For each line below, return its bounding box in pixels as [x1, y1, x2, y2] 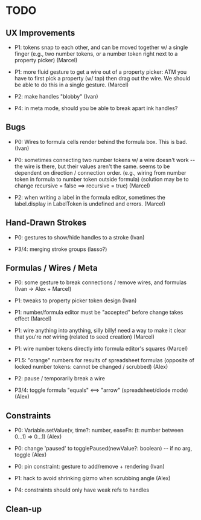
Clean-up [5, 504, 42, 514]
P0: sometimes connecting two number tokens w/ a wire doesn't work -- [14, 156, 196, 163]
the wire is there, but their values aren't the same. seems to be [14, 163, 170, 170]
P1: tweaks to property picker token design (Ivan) [14, 297, 137, 304]
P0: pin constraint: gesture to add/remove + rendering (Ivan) [14, 463, 165, 470]
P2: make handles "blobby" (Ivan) [14, 93, 98, 100]
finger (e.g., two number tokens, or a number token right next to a [14, 50, 178, 57]
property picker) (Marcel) [14, 57, 78, 63]
